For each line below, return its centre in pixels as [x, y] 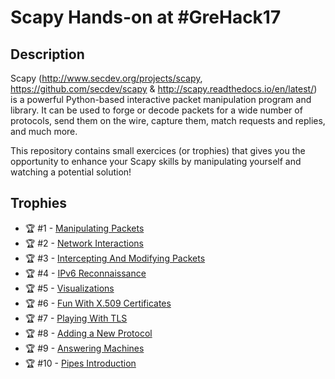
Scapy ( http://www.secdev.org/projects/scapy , [106, 78]
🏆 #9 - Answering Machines [84, 348]
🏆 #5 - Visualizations [69, 288]
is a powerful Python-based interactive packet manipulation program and [161, 99]
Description [47, 54]
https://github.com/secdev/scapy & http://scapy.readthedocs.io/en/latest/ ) [164, 89]
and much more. [44, 131]
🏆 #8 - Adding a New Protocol [88, 333]
